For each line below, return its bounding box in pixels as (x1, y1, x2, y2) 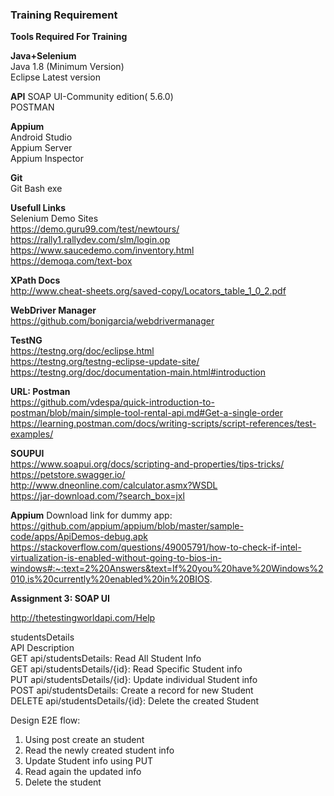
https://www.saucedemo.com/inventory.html (10, 244, 195, 257)
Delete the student (24, 776, 102, 788)
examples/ (10, 428, 54, 440)
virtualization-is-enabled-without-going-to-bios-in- (10, 552, 222, 564)
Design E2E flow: (10, 714, 81, 727)
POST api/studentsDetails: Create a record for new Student (10, 684, 254, 697)
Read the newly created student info (24, 744, 175, 757)
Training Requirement (10, 8, 118, 22)
